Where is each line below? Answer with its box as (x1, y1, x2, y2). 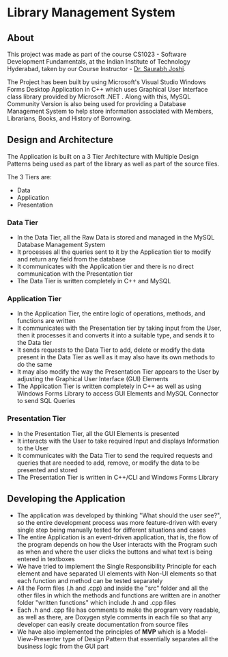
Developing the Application (7, 493, 126, 504)
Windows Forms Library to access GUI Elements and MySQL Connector (16, 389, 218, 398)
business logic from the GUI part (16, 642, 109, 650)
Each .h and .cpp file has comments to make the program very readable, (16, 606, 220, 614)
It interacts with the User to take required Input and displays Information (16, 437, 220, 445)
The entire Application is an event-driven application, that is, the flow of (16, 532, 218, 541)
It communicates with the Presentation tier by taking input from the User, (16, 324, 222, 333)
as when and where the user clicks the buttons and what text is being (16, 547, 213, 556)
